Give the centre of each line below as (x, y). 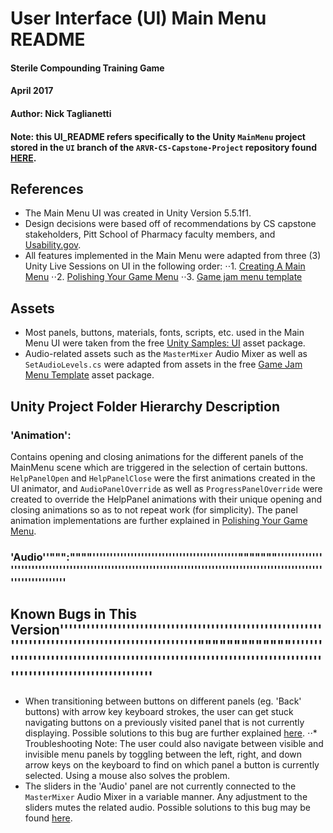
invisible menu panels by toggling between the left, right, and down (163, 754)
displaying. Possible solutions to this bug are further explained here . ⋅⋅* (171, 733)
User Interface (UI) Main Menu (138, 18)
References (47, 188)
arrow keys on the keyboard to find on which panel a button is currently (172, 764)
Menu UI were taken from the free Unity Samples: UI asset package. (165, 343)
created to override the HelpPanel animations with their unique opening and (166, 499)
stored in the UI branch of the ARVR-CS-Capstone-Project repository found (163, 147)
